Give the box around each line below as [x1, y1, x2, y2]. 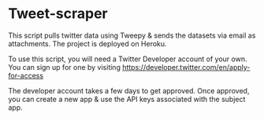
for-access [8, 71, 44, 80]
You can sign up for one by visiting [8, 62, 121, 71]
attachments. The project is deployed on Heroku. [8, 38, 167, 48]
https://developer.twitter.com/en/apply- [121, 62, 251, 71]
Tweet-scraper [8, 5, 108, 23]
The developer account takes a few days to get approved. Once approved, [8, 85, 250, 95]
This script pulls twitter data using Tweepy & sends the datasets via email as [8, 31, 256, 40]
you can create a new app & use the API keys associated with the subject [8, 94, 246, 104]
